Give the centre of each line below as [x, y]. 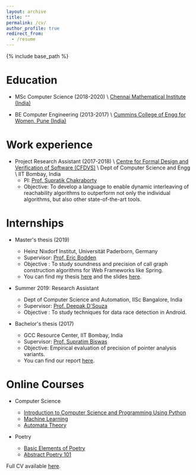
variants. [34, 354]
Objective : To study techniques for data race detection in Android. [105, 312]
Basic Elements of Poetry [54, 448]
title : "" [18, 17]
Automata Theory [45, 425]
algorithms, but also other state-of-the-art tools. [83, 199]
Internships [35, 223]
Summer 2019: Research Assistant [57, 288]
